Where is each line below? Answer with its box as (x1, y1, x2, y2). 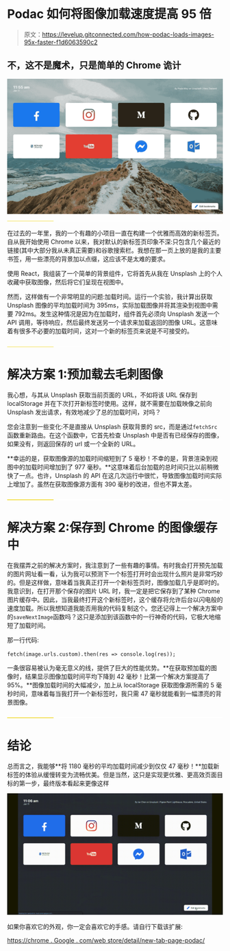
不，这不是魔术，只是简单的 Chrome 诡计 (7, 60, 181, 71)
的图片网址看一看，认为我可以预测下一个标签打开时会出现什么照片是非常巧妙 (7, 569, 223, 577)
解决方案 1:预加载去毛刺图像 (7, 367, 164, 382)
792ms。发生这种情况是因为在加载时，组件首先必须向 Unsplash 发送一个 (14, 310, 220, 318)
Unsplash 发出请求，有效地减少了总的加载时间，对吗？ (7, 408, 162, 416)
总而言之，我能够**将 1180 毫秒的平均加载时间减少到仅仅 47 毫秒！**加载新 (7, 761, 220, 770)
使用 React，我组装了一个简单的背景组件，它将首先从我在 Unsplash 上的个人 (7, 269, 222, 277)
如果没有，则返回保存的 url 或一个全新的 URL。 (7, 439, 140, 448)
